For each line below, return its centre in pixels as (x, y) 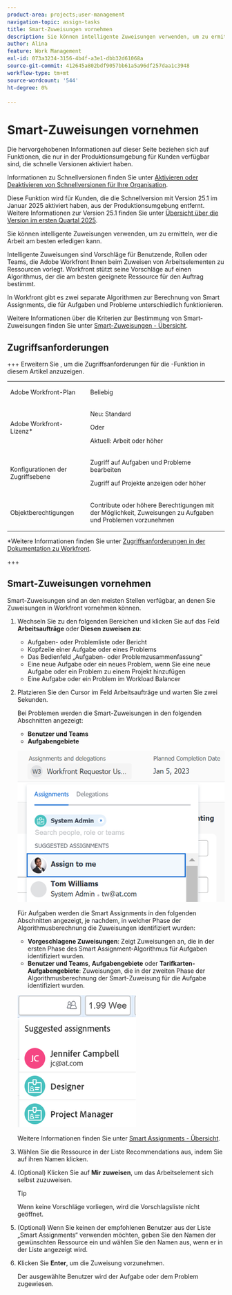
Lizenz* (21, 431)
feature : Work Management (44, 51)
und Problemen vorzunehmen (132, 520)
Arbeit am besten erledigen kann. (55, 241)
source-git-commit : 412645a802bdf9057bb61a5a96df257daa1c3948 (98, 66)
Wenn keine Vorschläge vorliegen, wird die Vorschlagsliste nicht (108, 1207)
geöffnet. (30, 1214)
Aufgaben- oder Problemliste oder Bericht (87, 642)
